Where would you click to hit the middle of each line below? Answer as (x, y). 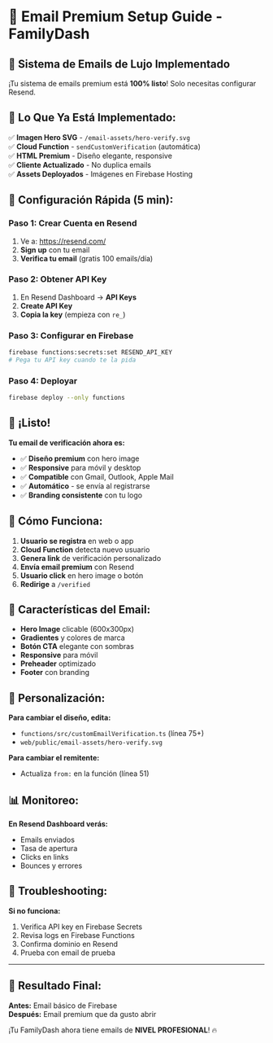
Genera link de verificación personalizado (91, 558)
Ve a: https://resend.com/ (63, 241)
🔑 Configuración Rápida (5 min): (91, 200)
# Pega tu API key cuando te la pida (72, 360)
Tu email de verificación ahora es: (67, 442)
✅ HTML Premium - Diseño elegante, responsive (91, 156)
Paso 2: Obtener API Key (58, 279)
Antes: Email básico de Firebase (63, 1006)
